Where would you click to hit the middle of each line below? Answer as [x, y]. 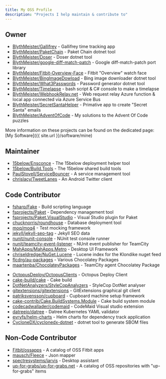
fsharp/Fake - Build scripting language [52, 207]
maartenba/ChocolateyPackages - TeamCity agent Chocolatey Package [86, 265]
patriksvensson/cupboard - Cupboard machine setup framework [79, 296]
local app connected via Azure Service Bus [56, 100]
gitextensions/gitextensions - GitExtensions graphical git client [76, 290]
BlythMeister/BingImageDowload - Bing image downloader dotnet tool [84, 78]
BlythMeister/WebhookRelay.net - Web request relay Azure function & [84, 94]
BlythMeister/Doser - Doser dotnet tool [52, 57]
